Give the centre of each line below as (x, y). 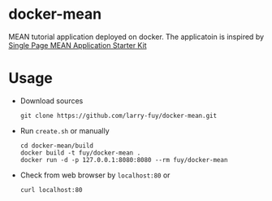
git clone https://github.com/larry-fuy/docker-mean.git (119, 116)
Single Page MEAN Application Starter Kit (78, 45)
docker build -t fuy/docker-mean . (80, 153)
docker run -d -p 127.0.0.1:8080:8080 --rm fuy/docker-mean (124, 159)
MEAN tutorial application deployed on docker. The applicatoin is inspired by (136, 37)
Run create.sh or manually (65, 130)
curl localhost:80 (51, 190)
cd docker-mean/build (56, 146)
